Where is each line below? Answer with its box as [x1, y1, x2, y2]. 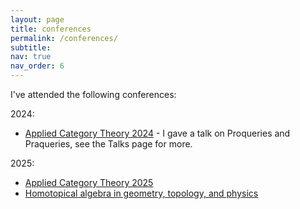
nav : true [10, 52, 52, 62]
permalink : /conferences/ [10, 33, 118, 43]
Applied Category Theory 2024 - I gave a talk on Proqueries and [24, 127, 291, 139]
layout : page [10, 14, 65, 25]
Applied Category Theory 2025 [24, 177, 154, 188]
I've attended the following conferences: [10, 89, 177, 100]
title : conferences [10, 24, 92, 34]
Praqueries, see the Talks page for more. [24, 138, 193, 150]
